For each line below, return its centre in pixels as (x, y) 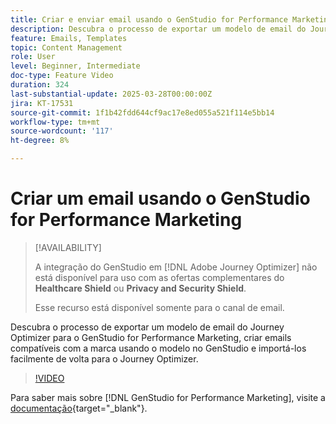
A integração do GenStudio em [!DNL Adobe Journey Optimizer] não (176, 267)
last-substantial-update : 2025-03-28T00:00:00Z (111, 94)
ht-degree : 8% (40, 141)
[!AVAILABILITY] (68, 247)
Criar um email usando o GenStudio (160, 198)
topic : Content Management (66, 47)
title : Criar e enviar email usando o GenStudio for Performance (149, 19)
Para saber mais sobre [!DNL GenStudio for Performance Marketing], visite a (168, 397)
